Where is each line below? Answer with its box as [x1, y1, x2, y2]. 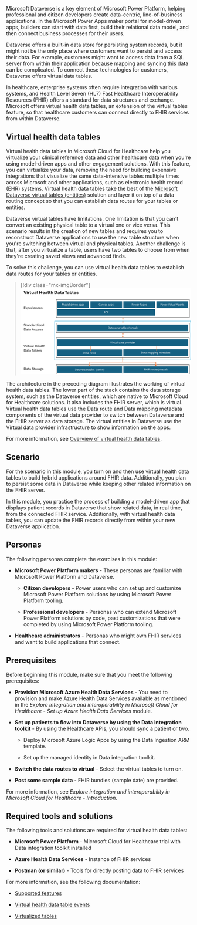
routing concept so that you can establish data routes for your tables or [6, 197, 178, 204]
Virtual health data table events [14, 901, 90, 909]
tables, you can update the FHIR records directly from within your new [6, 516, 176, 524]
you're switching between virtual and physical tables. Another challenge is [6, 240, 186, 247]
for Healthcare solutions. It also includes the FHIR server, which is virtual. [6, 399, 183, 406]
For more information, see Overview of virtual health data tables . [6, 436, 162, 443]
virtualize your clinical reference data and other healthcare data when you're [6, 154, 191, 161]
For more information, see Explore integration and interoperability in [6, 788, 170, 795]
